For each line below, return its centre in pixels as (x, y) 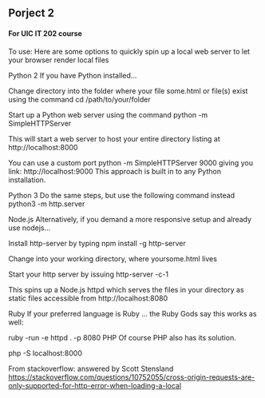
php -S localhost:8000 (45, 353)
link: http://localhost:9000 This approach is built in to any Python (115, 171)
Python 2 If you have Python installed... (73, 75)
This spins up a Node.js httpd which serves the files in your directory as (127, 289)
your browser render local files (59, 60)
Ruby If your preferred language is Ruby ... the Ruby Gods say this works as (132, 313)
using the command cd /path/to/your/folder (79, 99)
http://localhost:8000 (43, 147)
